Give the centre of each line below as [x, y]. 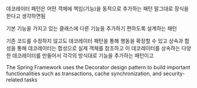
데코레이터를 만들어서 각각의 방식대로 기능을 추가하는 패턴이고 [83, 55]
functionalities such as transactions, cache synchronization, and [84, 73]
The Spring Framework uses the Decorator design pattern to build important [98, 67]
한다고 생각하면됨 [26, 16]
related [15, 80]
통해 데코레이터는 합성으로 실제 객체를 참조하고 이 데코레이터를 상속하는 [98, 48]
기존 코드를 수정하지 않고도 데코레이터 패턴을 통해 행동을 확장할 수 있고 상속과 [95, 41]
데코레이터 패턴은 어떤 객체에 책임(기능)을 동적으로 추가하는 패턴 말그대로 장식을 [98, 9]
